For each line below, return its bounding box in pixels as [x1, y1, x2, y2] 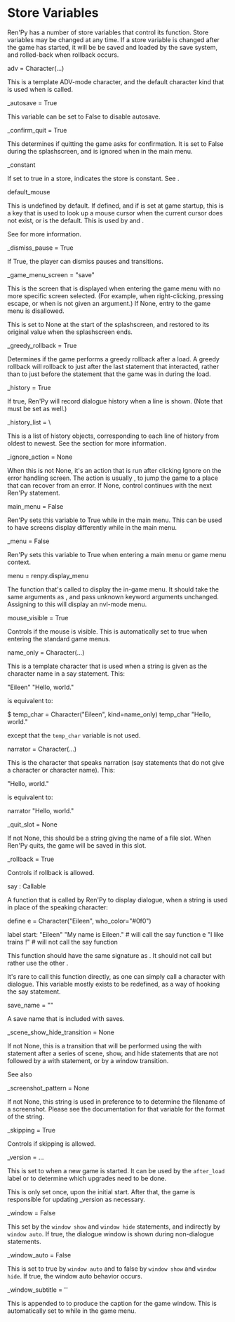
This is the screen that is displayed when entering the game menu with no [7, 284, 221, 293]
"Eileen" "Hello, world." [7, 683, 74, 691]
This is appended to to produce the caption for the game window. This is [7, 1299, 217, 1307]
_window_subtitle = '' [7, 1286, 68, 1294]
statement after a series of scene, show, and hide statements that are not [7, 1049, 219, 1057]
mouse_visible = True [7, 613, 69, 622]
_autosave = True [7, 98, 58, 107]
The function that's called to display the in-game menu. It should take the [7, 585, 220, 594]
